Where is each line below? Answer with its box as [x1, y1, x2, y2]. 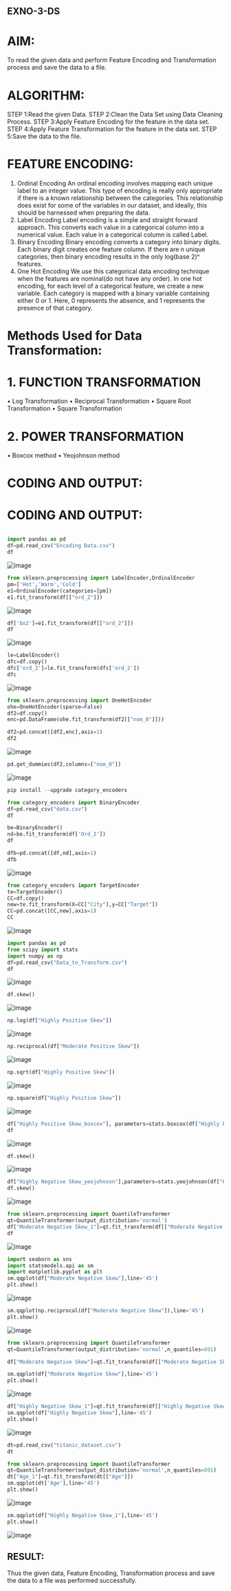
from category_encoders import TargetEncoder [7, 882, 140, 889]
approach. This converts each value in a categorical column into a [16, 224, 204, 232]
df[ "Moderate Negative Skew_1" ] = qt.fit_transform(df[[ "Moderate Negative [7, 1223, 223, 1230]
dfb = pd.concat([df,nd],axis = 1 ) [7, 850, 97, 857]
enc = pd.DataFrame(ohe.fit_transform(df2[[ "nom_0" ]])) [7, 716, 165, 723]
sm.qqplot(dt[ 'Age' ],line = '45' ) [7, 1480, 100, 1487]
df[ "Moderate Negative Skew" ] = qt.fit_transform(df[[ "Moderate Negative [7, 1358, 217, 1365]
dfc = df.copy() [7, 658, 48, 665]
